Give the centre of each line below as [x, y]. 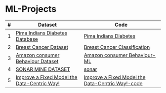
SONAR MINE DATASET [43, 69]
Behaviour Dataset [37, 61]
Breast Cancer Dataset [42, 47]
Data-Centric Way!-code [113, 83]
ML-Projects [31, 9]
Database [27, 39]
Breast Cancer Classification [117, 47]
